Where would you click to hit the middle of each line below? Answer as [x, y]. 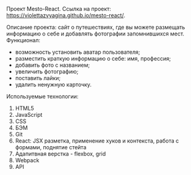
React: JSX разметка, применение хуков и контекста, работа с [97, 141]
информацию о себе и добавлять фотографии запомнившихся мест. [95, 34]
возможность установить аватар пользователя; [77, 52]
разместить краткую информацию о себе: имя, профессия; [93, 58]
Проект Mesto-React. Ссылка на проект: [59, 9]
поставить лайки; [38, 78]
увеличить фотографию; [47, 72]
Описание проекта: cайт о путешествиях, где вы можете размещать [96, 27]
